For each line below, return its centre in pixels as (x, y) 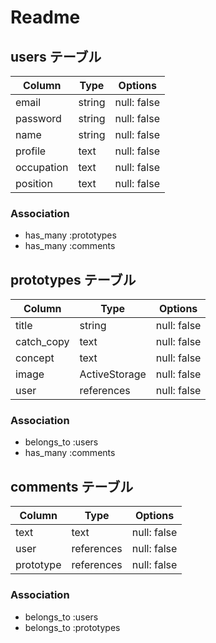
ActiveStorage (113, 374)
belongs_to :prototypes (72, 627)
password (38, 118)
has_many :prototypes (70, 235)
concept (35, 358)
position (34, 183)
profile (31, 151)
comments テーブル (72, 486)
